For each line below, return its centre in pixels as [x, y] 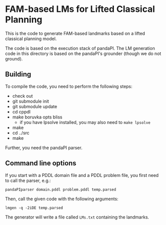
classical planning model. [31, 39]
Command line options [41, 163]
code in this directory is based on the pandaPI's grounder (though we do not [83, 54]
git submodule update [35, 106]
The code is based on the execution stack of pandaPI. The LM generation [80, 48]
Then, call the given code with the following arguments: [62, 199]
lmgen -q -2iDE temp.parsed [34, 208]
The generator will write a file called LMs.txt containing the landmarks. [77, 217]
